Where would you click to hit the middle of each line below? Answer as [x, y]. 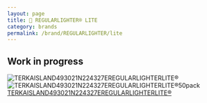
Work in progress [45, 61]
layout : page [26, 14]
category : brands [32, 26]
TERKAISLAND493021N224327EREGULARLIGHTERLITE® [90, 93]
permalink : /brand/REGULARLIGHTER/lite [65, 33]
